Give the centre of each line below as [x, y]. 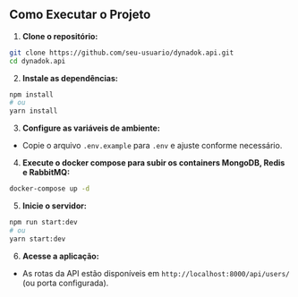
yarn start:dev [38, 239]
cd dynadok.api [38, 61]
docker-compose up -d [50, 189]
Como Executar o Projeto [80, 15]
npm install [31, 94]
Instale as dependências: [70, 78]
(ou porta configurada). [65, 283]
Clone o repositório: [60, 36]
